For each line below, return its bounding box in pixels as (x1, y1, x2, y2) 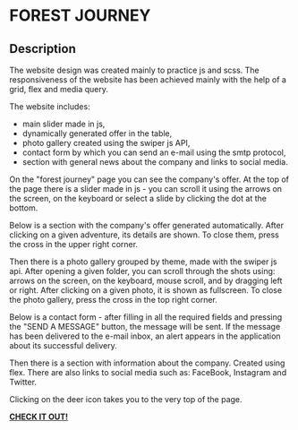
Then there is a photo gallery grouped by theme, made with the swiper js (9, 256, 277, 267)
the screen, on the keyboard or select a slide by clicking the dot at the (9, 193, 267, 203)
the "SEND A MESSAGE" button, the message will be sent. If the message (9, 322, 281, 331)
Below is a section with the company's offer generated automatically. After (9, 220, 285, 230)
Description (9, 41, 76, 56)
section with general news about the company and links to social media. (21, 157, 288, 167)
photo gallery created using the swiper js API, (21, 138, 191, 148)
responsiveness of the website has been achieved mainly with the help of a (9, 74, 286, 85)
